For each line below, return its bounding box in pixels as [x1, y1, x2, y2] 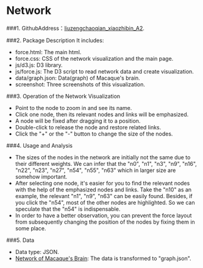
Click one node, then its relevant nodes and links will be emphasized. [15, 111, 189, 118]
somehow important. [15, 173, 68, 180]
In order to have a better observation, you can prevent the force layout [15, 211, 192, 219]
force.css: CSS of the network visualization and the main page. [15, 55, 174, 62]
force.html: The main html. [15, 48, 82, 55]
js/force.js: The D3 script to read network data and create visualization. [15, 67, 194, 75]
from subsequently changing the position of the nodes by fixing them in [15, 218, 195, 225]
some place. [15, 224, 46, 232]
